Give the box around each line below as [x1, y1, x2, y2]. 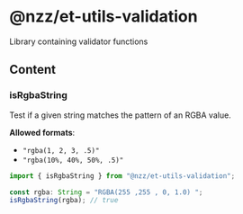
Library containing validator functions [9, 36, 148, 47]
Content [9, 62, 57, 77]
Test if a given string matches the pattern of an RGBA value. [9, 110, 231, 120]
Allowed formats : [9, 127, 76, 138]
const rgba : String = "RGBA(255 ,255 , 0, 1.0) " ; [9, 187, 203, 197]
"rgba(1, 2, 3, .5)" [22, 146, 100, 155]
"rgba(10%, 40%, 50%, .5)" [22, 156, 124, 165]
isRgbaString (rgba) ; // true [9, 196, 119, 205]
